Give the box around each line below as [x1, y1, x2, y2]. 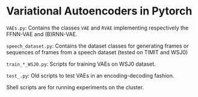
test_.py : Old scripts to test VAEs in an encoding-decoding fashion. [6, 72, 175, 79]
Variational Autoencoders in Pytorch [6, 4, 193, 18]
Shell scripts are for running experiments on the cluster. [6, 83, 144, 91]
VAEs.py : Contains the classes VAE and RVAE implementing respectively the [6, 24, 189, 31]
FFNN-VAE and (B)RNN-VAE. [6, 30, 78, 37]
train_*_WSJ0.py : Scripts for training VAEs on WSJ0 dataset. [6, 60, 156, 67]
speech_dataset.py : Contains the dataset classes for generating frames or [6, 42, 189, 49]
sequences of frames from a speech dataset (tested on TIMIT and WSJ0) [6, 48, 188, 55]
